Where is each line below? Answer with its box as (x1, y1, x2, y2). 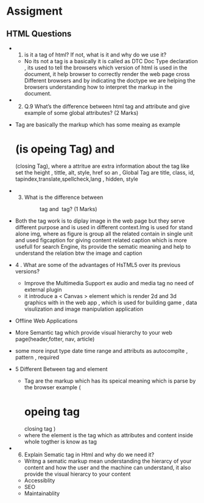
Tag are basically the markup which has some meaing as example (15, 121, 181, 128)
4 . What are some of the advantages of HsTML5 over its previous (15, 261, 181, 268)
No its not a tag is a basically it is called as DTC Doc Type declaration (24, 58, 198, 64)
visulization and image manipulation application (24, 305, 144, 313)
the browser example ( (24, 383, 81, 390)
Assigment (6, 4, 63, 18)
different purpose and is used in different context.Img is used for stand (15, 223, 193, 231)
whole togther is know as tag (24, 438, 97, 445)
